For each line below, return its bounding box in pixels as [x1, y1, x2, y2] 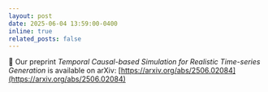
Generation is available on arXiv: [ [8, 66, 122, 76]
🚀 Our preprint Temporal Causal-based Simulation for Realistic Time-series [8, 57, 261, 67]
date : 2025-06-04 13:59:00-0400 [8, 20, 118, 28]
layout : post [8, 11, 53, 20]
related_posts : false [8, 34, 82, 43]
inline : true [8, 27, 53, 35]
